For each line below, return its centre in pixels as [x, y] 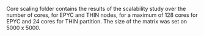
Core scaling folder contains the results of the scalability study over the [96, 9]
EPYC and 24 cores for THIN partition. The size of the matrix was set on [97, 21]
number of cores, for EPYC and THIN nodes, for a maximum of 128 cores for [102, 15]
